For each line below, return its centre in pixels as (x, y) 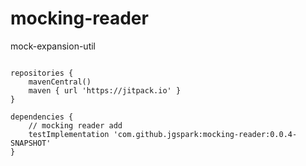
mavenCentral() (60, 82)
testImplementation (69, 134)
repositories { (42, 73)
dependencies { (42, 117)
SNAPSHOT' (31, 143)
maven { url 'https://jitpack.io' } (105, 90)
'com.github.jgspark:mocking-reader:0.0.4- (205, 134)
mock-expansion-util (53, 46)
